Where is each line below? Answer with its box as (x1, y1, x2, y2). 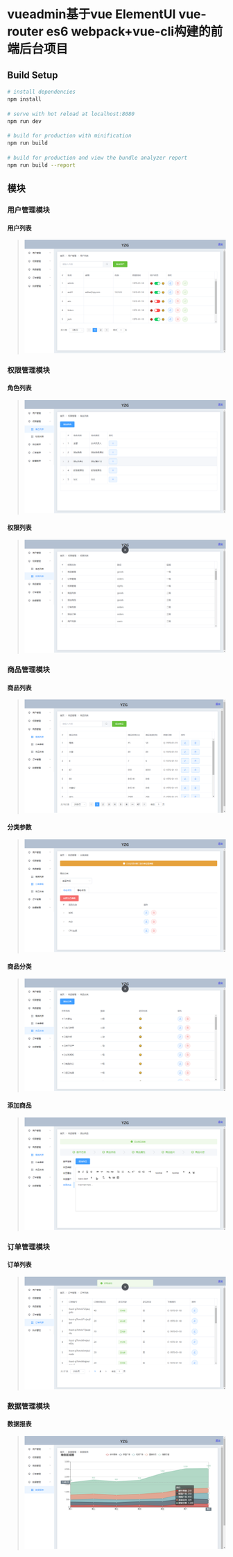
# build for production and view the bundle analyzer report (7, 154, 188, 161)
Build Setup (7, 69, 58, 81)
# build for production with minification (7, 133, 132, 140)
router (7, 24, 44, 40)
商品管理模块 (7, 665, 51, 674)
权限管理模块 (7, 365, 51, 375)
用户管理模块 (7, 205, 51, 215)
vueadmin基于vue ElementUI (7, 6, 176, 22)
